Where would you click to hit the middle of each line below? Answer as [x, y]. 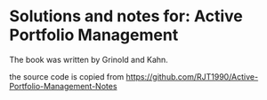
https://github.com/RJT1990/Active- [192, 76]
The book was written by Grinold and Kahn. [89, 59]
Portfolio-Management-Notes [63, 86]
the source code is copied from [67, 76]
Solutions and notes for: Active [126, 16]
